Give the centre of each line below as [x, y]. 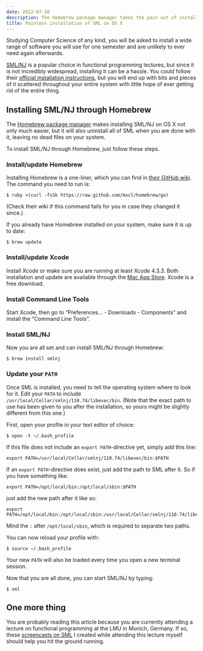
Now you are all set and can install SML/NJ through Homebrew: [85, 348]
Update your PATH [32, 374]
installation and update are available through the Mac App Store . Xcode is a [100, 277]
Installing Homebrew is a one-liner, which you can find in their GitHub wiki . [99, 178]
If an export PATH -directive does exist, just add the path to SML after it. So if [101, 469]
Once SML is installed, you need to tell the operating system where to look [99, 387]
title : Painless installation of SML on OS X [64, 23]
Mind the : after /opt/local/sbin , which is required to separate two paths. [98, 526]
